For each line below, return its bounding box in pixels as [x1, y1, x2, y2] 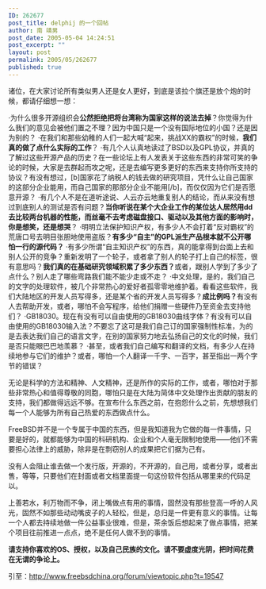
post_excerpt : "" [8, 41, 66, 49]
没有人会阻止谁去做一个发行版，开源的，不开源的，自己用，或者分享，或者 [8, 461, 251, 471]
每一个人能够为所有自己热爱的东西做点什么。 [8, 407, 154, 417]
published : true [8, 64, 62, 71]
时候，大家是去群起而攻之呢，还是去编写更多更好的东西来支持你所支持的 [21, 162, 258, 171]
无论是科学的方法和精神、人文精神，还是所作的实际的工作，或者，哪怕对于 [8, 378, 251, 387]
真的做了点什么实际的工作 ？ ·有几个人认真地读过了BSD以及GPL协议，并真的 [8, 142, 255, 152]
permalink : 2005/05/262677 [8, 56, 97, 64]
